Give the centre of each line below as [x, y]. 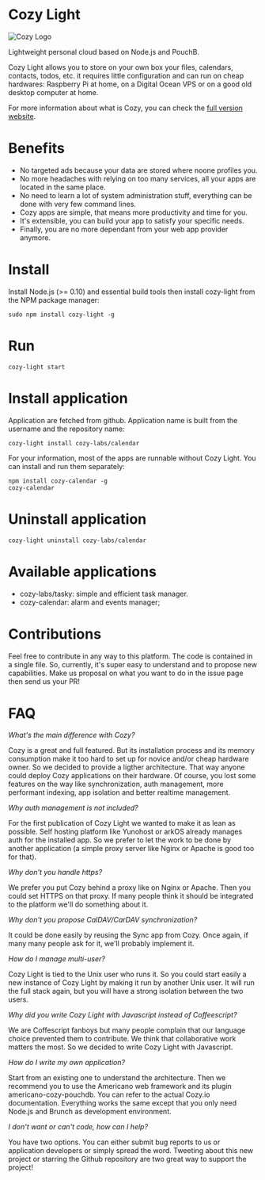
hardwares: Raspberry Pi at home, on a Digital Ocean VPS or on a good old [130, 84]
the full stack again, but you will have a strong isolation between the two [126, 991]
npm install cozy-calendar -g [58, 481]
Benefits [37, 149]
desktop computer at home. [53, 92]
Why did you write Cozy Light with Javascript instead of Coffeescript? [123, 1015]
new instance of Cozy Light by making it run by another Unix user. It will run [132, 983]
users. [19, 999]
